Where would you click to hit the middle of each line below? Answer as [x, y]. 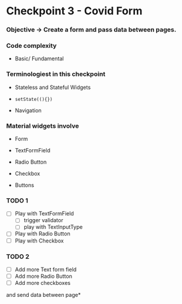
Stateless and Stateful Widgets [53, 87]
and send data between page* [44, 295]
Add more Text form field [46, 269]
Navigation [28, 110]
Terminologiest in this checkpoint [56, 74]
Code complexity [31, 46]
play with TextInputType [53, 227]
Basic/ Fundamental [39, 59]
